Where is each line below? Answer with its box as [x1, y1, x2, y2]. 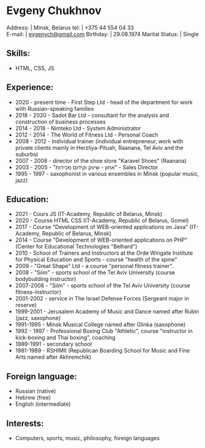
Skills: [6, 48, 31, 59]
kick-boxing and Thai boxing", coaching [15, 334, 116, 342]
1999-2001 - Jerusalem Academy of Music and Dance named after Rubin [15, 308, 199, 315]
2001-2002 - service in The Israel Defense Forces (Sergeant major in [15, 295, 190, 302]
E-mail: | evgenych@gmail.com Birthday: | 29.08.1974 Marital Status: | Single [6, 30, 199, 37]
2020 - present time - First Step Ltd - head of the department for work [15, 99, 193, 106]
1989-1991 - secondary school [15, 340, 92, 348]
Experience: [6, 82, 54, 92]
